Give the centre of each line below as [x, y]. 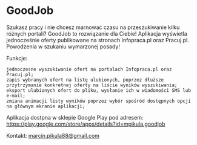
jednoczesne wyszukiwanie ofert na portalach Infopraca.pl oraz [89, 69]
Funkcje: [17, 58]
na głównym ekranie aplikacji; [46, 106]
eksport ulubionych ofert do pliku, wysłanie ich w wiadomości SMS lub [98, 90]
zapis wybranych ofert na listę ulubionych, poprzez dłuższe [85, 80]
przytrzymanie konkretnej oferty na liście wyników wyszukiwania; [92, 85]
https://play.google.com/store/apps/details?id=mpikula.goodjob [86, 124]
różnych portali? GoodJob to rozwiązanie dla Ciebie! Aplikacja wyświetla [97, 33]
